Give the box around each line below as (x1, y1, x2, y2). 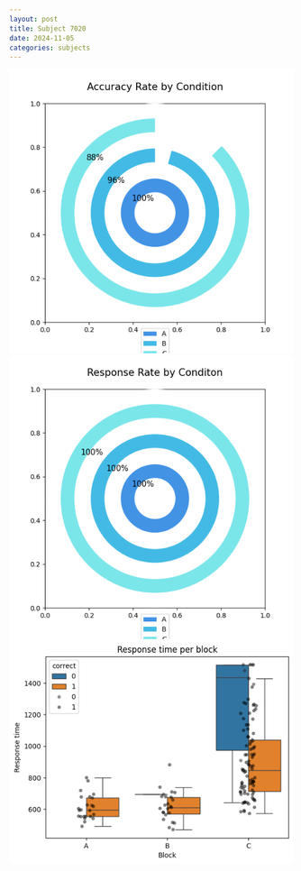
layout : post (9, 14, 59, 23)
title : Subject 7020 (9, 23, 87, 33)
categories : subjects (9, 43, 91, 52)
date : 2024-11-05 (9, 33, 75, 42)
